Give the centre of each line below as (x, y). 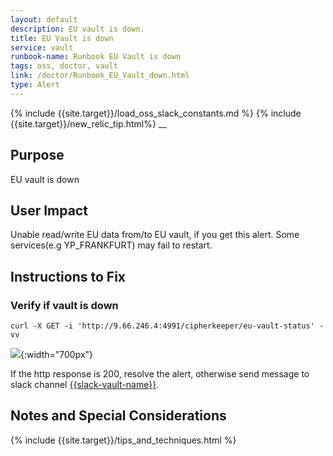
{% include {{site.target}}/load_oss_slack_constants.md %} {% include (156, 113)
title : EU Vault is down (62, 38)
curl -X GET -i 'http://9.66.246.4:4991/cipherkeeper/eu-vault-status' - (167, 326)
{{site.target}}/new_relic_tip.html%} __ (88, 123)
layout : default (44, 19)
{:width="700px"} (57, 355)
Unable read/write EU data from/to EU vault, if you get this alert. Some (155, 235)
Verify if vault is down (64, 305)
